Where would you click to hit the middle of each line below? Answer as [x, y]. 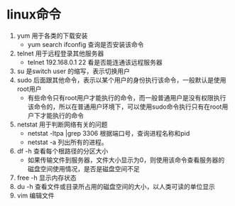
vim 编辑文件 [35, 195]
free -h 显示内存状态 [47, 178]
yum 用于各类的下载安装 [52, 36]
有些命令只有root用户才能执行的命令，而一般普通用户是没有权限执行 [127, 97]
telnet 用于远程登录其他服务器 [60, 53]
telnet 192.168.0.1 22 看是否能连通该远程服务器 [95, 62]
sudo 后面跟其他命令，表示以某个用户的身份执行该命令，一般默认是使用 [121, 80]
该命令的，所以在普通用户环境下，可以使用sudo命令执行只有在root [125, 107]
